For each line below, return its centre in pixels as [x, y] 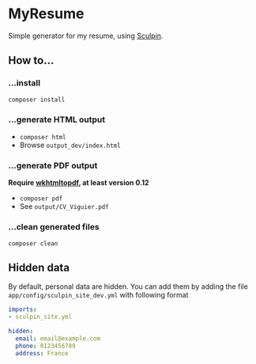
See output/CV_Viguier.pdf [64, 207]
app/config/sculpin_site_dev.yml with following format [98, 295]
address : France [42, 353]
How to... [31, 61]
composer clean [33, 243]
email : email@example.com [58, 338]
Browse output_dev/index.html [70, 145]
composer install [37, 100]
